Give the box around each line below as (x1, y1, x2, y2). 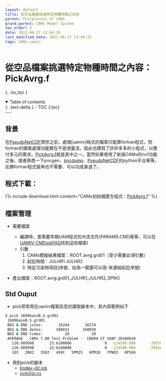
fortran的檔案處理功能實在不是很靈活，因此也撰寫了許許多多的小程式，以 (5, 145, 153, 151)
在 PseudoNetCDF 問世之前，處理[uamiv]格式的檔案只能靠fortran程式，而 (5, 139, 153, 145)
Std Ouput (5, 290, 37, 298)
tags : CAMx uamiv (5, 39, 41, 44)
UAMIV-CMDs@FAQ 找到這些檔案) (19, 240, 89, 246)
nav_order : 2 (5, 26, 32, 31)
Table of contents (9, 99, 45, 105)
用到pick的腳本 (12, 359, 43, 365)
